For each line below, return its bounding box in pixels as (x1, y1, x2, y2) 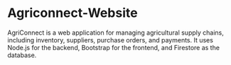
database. (7, 51, 37, 59)
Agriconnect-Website (7, 5, 138, 21)
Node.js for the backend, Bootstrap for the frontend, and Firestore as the (7, 43, 220, 52)
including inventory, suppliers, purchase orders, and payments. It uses (7, 35, 213, 44)
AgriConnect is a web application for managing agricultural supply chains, (7, 28, 224, 37)
